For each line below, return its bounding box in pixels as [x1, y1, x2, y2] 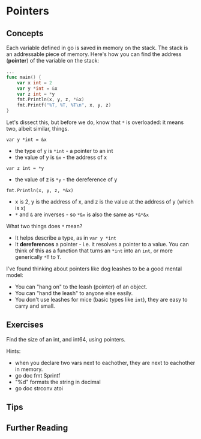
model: [6, 272, 23, 278]
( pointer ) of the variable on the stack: [6, 57, 100, 64]
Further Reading [6, 423, 68, 433]
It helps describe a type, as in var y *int [14, 234, 117, 241]
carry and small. [14, 302, 55, 310]
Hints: [6, 347, 21, 355]
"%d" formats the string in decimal [14, 378, 101, 385]
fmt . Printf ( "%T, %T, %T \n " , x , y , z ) [17, 102, 112, 108]
